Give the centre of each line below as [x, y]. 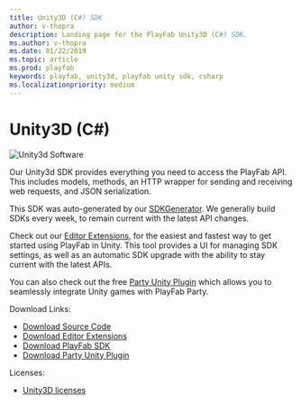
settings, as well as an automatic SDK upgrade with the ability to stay [137, 254]
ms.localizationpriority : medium [72, 85]
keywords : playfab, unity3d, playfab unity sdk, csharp [116, 77]
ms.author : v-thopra [48, 43]
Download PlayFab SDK [66, 345]
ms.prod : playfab [42, 69]
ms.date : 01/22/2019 [48, 51]
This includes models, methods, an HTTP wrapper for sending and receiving [151, 181]
